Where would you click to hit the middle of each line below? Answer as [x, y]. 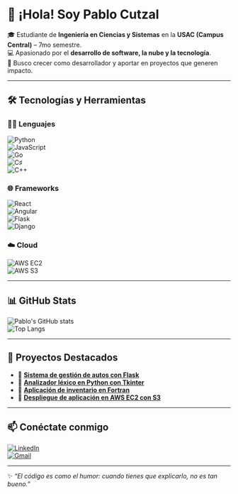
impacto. [20, 70]
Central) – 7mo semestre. [45, 45]
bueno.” [19, 484]
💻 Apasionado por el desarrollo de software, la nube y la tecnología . [109, 53]
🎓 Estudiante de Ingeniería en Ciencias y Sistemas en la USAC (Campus [116, 34]
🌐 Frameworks [33, 188]
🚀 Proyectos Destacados [63, 358]
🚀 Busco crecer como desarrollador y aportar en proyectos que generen [113, 62]
